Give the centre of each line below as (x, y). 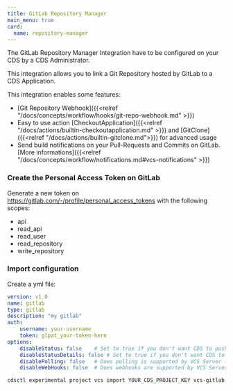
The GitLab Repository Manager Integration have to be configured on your (113, 53)
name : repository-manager (51, 33)
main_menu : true (31, 20)
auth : (15, 323)
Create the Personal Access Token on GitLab (84, 178)
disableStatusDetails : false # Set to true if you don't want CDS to (122, 355)
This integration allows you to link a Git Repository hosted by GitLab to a (110, 74)
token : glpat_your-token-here (63, 336)
